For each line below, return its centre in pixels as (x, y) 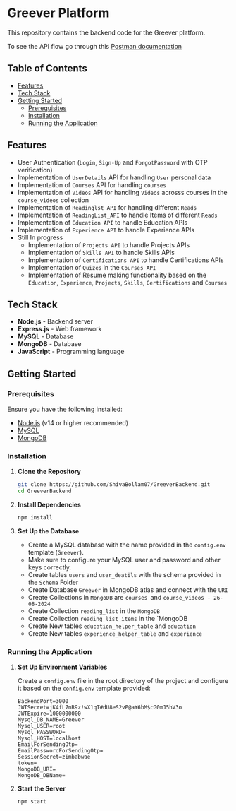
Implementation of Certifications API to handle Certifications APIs (126, 260)
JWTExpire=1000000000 (49, 714)
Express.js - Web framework (60, 329)
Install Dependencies (49, 505)
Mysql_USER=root (41, 726)
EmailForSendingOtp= (48, 745)
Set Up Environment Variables (62, 667)
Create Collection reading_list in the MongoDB (94, 611)
